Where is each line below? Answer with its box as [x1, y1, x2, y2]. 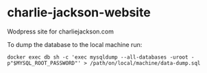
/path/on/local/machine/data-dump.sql [90, 59, 201, 66]
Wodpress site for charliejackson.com [7, 27, 114, 35]
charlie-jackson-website [7, 5, 151, 20]
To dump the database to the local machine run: [7, 40, 143, 48]
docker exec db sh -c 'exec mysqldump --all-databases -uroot [7, 53, 188, 61]
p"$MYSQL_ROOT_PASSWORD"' [7, 59, 81, 66]
